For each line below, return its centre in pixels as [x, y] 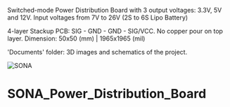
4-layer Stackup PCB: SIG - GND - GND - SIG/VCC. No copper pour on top [115, 31]
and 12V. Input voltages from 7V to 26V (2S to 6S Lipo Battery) [98, 17]
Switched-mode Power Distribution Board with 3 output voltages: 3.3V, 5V [115, 10]
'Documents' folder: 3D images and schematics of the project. [97, 52]
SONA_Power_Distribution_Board [107, 94]
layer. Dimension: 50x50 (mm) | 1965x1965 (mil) [76, 38]
